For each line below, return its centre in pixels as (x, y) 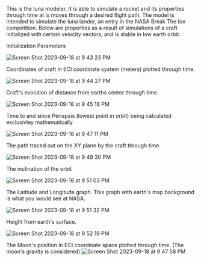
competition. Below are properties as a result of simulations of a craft (92, 28)
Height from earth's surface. (42, 222)
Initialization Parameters (36, 46)
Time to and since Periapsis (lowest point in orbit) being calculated (89, 116)
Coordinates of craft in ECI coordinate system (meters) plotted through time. (101, 69)
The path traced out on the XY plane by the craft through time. (84, 146)
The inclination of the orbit (39, 169)
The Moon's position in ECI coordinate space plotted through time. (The (95, 245)
